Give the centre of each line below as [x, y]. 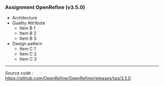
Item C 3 [28, 59]
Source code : [19, 73]
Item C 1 [28, 49]
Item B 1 [27, 28]
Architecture [25, 18]
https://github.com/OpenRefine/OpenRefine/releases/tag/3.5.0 [68, 78]
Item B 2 [28, 34]
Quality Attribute [29, 23]
